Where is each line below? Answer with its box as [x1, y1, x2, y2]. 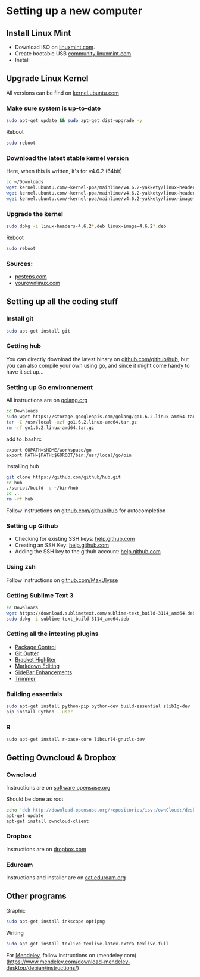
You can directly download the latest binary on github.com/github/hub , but [6, 355, 189, 362]
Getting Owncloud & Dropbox [6, 753, 117, 763]
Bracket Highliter [14, 656, 57, 663]
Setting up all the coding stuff [6, 296, 118, 307]
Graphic [6, 907, 26, 914]
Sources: [6, 259, 33, 268]
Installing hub [6, 462, 40, 469]
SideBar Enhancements [14, 668, 73, 676]
